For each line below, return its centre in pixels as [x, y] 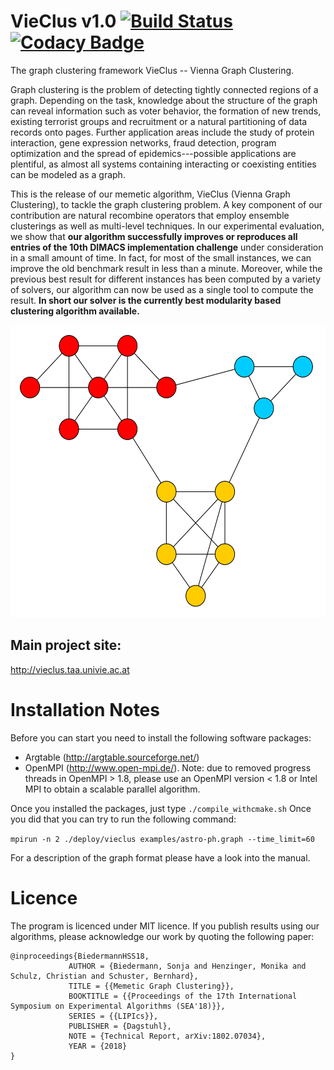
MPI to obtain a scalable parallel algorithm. [112, 789]
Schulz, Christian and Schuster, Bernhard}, [104, 976]
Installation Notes [85, 709]
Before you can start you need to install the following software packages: [161, 737]
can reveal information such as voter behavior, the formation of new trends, [166, 111]
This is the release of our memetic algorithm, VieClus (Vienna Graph [150, 194]
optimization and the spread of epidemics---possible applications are [153, 153]
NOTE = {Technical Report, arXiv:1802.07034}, [167, 1036]
